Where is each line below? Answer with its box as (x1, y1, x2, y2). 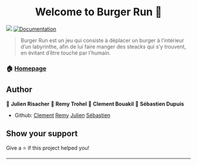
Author (6, 85, 32, 95)
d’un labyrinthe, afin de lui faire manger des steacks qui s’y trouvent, (20, 43, 186, 50)
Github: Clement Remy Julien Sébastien (14, 112, 111, 119)
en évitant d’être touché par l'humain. (20, 49, 111, 56)
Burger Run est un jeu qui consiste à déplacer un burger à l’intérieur (20, 36, 185, 43)
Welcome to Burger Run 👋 (35, 5, 162, 19)
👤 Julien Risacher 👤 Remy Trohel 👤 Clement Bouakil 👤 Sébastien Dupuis (6, 100, 185, 107)
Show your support (6, 129, 78, 139)
